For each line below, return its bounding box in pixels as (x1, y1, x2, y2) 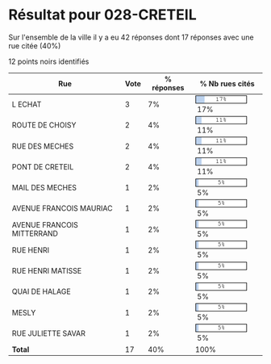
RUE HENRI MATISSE (11, 266, 82, 276)
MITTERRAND (11, 228, 59, 239)
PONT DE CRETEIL (11, 161, 74, 171)
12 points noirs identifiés (8, 56, 90, 66)
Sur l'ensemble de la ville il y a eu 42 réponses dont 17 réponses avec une (8, 32, 254, 42)
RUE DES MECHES (11, 141, 74, 151)
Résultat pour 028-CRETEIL (8, 6, 197, 24)
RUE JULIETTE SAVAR (11, 328, 86, 338)
